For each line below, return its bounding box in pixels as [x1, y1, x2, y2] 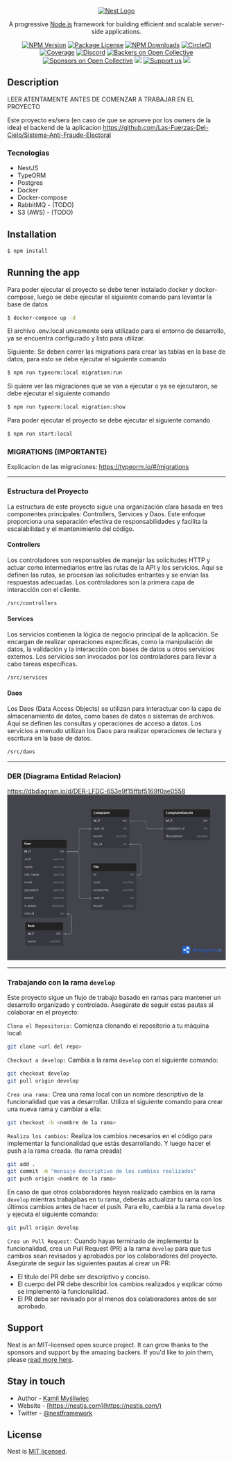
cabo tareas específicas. [7, 659, 78, 668]
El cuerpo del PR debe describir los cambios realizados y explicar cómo [17, 1280, 223, 1288]
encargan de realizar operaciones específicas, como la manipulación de [7, 637, 213, 646]
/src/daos [7, 748, 36, 755]
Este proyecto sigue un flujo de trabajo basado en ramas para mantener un [7, 994, 221, 1002]
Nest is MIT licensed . [7, 1447, 68, 1456]
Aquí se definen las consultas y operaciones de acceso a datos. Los [7, 719, 202, 728]
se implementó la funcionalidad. [17, 1288, 109, 1296]
